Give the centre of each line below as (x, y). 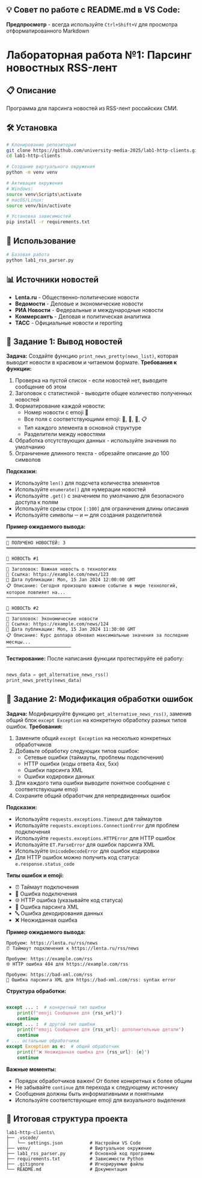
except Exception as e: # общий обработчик (63, 1046)
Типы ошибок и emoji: (35, 875)
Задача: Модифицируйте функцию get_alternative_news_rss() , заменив (99, 713)
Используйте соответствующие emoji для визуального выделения (100, 1100)
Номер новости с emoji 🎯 (56, 413)
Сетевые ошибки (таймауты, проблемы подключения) (94, 757)
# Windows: (20, 189)
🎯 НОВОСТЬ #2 (23, 609)
